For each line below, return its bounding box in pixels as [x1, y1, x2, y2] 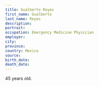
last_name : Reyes [5, 16, 41, 21]
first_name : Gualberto [5, 12, 52, 17]
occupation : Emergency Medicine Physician [5, 30, 94, 35]
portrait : [5, 26, 26, 30]
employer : [5, 35, 26, 40]
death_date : [5, 62, 30, 67]
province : [5, 44, 26, 49]
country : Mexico [5, 48, 39, 53]
